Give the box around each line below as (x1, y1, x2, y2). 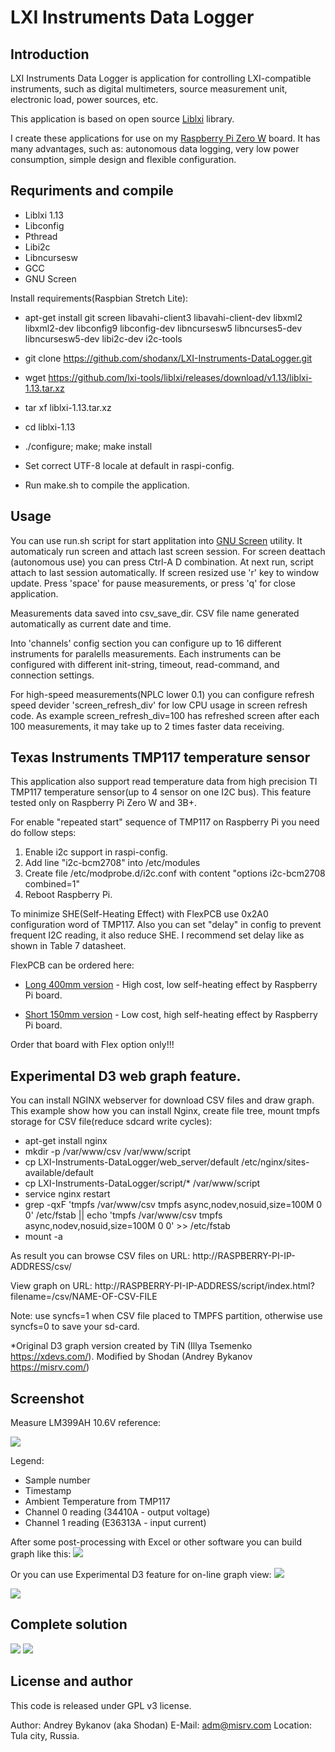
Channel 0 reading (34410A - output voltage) (24, 1506, 211, 1518)
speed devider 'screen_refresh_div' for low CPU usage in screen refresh (10, 699, 308, 711)
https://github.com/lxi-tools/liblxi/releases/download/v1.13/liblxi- (48, 371, 313, 383)
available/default (24, 1167, 94, 1179)
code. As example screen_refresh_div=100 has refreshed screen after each (10, 709, 320, 721)
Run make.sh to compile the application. (24, 479, 190, 491)
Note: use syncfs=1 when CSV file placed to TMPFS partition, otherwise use (10, 1310, 323, 1322)
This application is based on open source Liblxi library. (10, 113, 235, 125)
